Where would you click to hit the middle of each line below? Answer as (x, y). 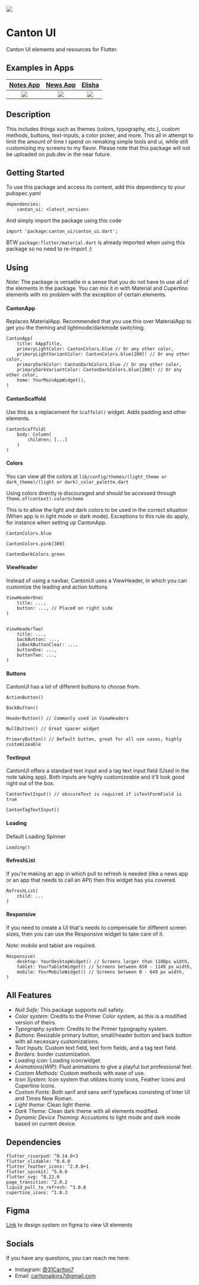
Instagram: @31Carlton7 (44, 1270)
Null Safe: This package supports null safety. (70, 1009)
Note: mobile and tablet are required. (51, 946)
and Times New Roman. (44, 1098)
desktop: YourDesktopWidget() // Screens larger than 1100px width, (103, 962)
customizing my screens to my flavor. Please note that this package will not (98, 148)
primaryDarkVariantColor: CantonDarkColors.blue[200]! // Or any (99, 370)
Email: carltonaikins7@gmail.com (55, 1276)
